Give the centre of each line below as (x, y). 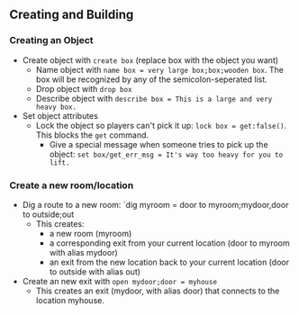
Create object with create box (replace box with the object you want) (150, 60)
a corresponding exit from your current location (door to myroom (169, 243)
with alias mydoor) (84, 252)
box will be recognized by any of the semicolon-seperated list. (151, 79)
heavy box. (56, 107)
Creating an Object (51, 40)
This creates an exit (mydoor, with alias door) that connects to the (158, 291)
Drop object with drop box (84, 88)
